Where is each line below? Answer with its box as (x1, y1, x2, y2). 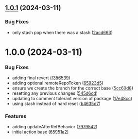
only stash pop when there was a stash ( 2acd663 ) (12, 29, 113, 35)
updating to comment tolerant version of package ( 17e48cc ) (12, 96, 133, 102)
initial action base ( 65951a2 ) (12, 129, 69, 135)
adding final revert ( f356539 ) (12, 75, 70, 81)
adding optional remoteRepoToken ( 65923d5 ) (12, 80, 103, 86)
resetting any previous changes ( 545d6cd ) (12, 90, 98, 96)
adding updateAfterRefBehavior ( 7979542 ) (12, 124, 98, 130)
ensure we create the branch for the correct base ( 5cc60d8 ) (12, 85, 134, 91)
